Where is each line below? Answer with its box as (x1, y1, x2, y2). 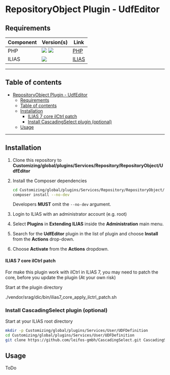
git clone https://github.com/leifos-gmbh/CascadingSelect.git (5, 337, 142, 343)
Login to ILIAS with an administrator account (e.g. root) (12, 211, 127, 217)
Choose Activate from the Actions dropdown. (12, 246, 109, 252)
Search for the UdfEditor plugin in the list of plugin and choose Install (12, 231, 158, 237)
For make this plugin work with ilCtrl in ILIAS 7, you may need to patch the (5, 269, 158, 275)
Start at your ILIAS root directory (5, 318, 73, 324)
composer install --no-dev (12, 192, 70, 197)
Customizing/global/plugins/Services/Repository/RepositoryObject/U (12, 162, 163, 168)
